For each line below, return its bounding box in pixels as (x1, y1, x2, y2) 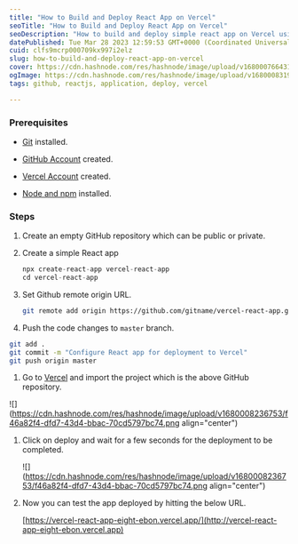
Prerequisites (9, 116, 68, 129)
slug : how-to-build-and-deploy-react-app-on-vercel (9, 54, 204, 63)
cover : (9, 63, 34, 72)
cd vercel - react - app (21, 273, 98, 283)
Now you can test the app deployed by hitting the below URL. (21, 498, 247, 508)
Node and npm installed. (21, 188, 113, 198)
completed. (21, 444, 64, 455)
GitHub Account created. (21, 153, 114, 164)
